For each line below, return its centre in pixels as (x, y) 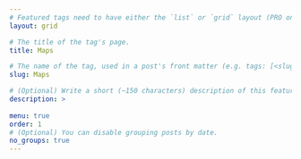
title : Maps (31, 50)
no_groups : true (39, 141)
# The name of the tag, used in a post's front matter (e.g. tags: (138, 67)
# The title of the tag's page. (69, 42)
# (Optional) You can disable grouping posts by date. (114, 132)
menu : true (30, 116)
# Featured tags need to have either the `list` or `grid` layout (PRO (146, 17)
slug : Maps (30, 75)
